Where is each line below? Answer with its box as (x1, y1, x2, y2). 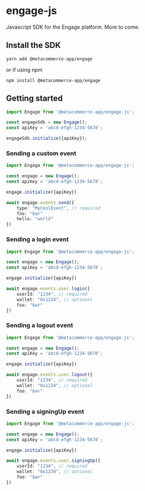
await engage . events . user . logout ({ (6, 372, 93, 378)
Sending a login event (6, 235, 69, 243)
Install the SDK (6, 40, 61, 50)
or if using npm (6, 66, 43, 73)
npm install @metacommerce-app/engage (6, 77, 101, 83)
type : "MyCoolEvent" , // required (16, 205, 101, 211)
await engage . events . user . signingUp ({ (6, 458, 101, 463)
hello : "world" (16, 216, 54, 222)
